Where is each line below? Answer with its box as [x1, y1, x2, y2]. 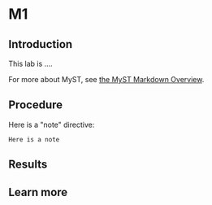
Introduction [8, 37, 73, 51]
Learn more [8, 185, 68, 199]
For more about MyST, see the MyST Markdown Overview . [8, 75, 205, 84]
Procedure [8, 98, 63, 112]
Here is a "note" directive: [8, 120, 95, 129]
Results [8, 158, 48, 172]
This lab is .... [8, 59, 53, 68]
